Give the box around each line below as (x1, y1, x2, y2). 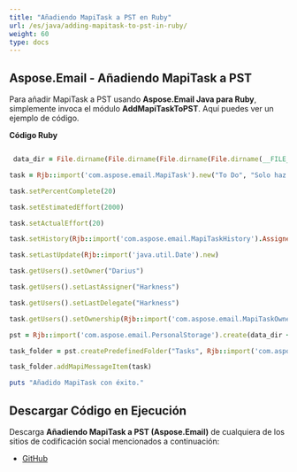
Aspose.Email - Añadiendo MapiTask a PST (9, 70, 253, 85)
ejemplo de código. (9, 112, 80, 124)
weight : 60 (9, 29, 49, 38)
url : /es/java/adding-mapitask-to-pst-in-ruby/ (9, 21, 188, 30)
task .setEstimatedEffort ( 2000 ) (9, 203, 125, 212)
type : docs (9, 37, 49, 47)
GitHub (21, 453, 49, 463)
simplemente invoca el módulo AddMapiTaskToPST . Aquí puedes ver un (9, 104, 274, 114)
